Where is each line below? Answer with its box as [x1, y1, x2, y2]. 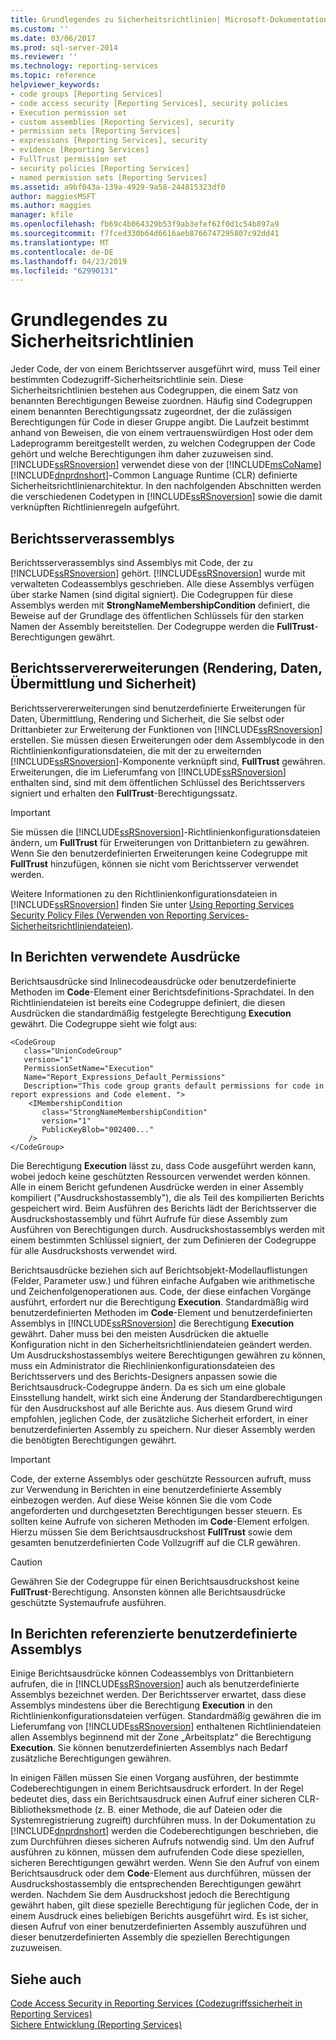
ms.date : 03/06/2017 [10, 33, 97, 43]
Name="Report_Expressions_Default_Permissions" [23, 1072, 226, 1082]
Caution [10, 1556, 43, 1568]
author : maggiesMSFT [10, 191, 97, 201]
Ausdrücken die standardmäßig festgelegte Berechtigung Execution [10, 1007, 292, 1019]
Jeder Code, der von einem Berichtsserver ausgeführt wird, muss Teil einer [10, 363, 321, 375]
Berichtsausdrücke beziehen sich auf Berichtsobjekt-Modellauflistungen [10, 1264, 308, 1276]
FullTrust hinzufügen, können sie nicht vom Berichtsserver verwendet [10, 857, 299, 870]
